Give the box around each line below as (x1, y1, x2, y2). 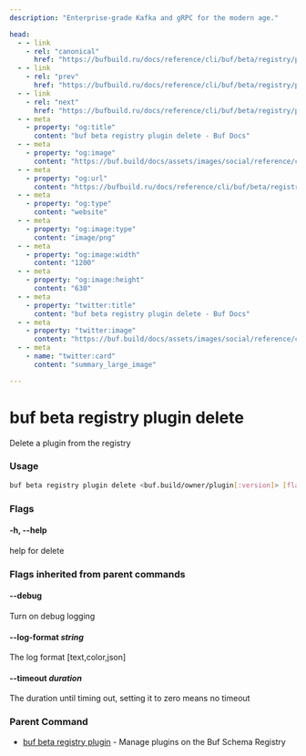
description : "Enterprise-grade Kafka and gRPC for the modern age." (9, 13, 280, 23)
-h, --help (9, 525, 47, 536)
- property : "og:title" (25, 123, 117, 132)
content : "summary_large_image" (33, 360, 157, 369)
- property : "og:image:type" (25, 224, 137, 233)
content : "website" (33, 208, 107, 217)
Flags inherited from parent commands (9, 567, 186, 580)
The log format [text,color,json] (9, 652, 127, 663)
